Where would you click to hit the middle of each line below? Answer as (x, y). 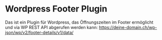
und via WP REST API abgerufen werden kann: (51, 27)
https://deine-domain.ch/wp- (128, 27)
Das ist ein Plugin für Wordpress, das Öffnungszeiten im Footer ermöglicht (79, 22)
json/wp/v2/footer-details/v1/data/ (39, 32)
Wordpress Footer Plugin (56, 9)
